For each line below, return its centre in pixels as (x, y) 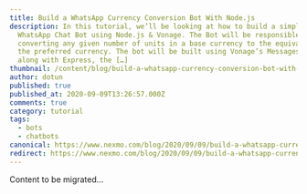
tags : (20, 119)
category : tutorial (47, 111)
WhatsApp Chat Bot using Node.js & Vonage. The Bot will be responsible (159, 35)
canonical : (30, 145)
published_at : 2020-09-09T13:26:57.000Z (88, 94)
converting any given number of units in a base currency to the (145, 43)
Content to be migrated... (57, 179)
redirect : (28, 153)
